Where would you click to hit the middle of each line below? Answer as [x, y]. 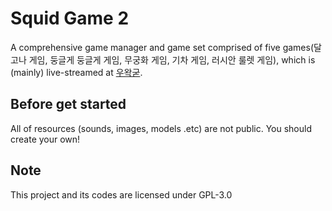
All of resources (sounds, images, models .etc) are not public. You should [161, 128]
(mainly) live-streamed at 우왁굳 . [76, 72]
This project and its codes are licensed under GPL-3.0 [121, 194]
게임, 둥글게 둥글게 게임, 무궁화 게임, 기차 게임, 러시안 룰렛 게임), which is [172, 59]
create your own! [45, 139]
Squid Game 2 [70, 18]
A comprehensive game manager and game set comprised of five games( [162, 47]
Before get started [68, 104]
